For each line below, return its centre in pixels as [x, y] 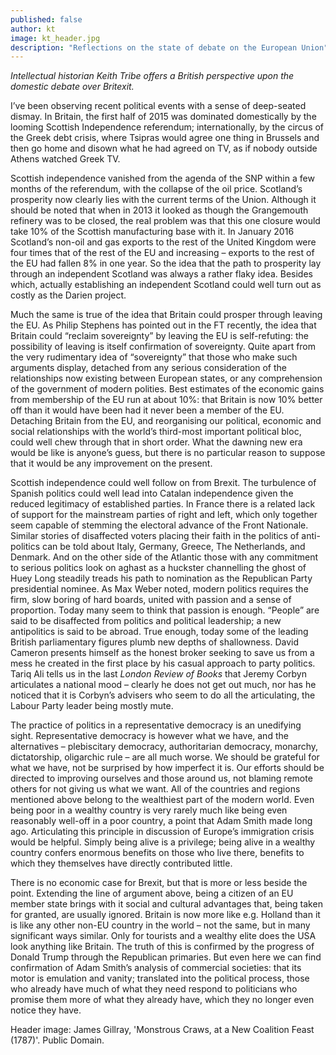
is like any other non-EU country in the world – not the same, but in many [160, 925]
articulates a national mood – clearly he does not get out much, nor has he [163, 685]
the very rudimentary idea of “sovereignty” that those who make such [154, 357]
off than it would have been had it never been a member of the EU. [147, 410]
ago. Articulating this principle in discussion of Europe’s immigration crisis [162, 832]
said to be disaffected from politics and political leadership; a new [146, 621]
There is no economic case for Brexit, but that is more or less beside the [159, 883]
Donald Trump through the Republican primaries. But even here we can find [166, 957]
